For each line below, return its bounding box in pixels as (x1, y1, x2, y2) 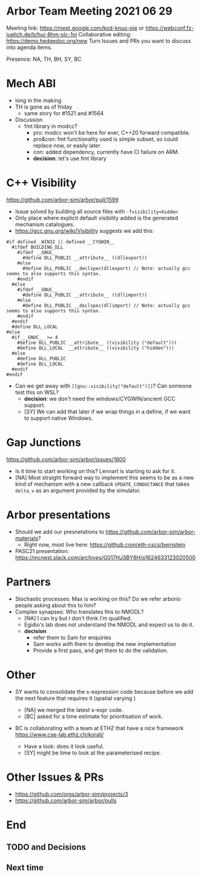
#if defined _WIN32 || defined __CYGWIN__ (6, 238, 115, 245)
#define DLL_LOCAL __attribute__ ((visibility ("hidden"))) (17, 344, 174, 351)
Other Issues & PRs (6, 770, 104, 784)
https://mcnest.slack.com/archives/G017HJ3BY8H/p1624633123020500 (15, 554, 196, 561)
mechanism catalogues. (15, 220, 75, 228)
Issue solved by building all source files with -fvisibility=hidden (15, 207, 178, 215)
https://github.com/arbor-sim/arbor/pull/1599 (6, 196, 119, 203)
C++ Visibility (6, 176, 77, 190)
